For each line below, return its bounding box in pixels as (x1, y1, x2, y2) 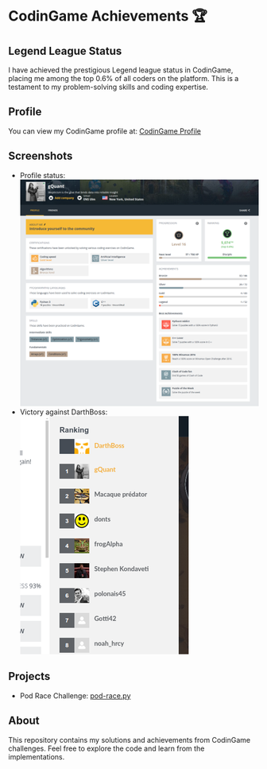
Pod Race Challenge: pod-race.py (19, 690, 131, 701)
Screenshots (8, 150, 73, 163)
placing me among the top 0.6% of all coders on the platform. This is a (8, 74, 239, 83)
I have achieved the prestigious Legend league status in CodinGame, (8, 65, 234, 75)
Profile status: (19, 170, 66, 180)
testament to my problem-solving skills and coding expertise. (8, 82, 209, 91)
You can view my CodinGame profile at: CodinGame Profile (8, 126, 201, 136)
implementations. (8, 752, 65, 761)
